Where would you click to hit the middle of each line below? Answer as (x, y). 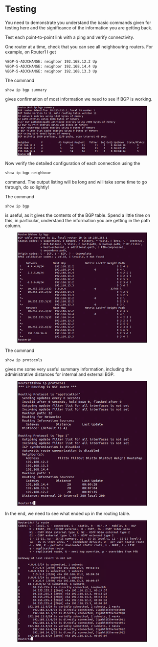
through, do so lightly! (27, 187)
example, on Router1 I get (31, 52)
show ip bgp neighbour (28, 173)
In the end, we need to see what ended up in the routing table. (68, 513)
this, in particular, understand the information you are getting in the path (78, 220)
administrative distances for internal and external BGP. (60, 374)
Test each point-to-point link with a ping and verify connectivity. (70, 37)
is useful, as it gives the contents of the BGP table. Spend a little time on (78, 215)
